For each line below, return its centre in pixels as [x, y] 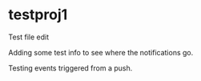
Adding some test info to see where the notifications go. [101, 52]
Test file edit [29, 37]
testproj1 [38, 15]
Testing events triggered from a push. [70, 68]
